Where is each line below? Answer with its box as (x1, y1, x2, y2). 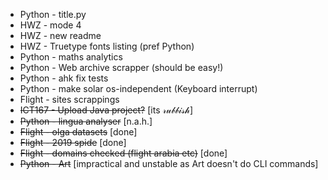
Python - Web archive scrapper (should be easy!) (19, 62, 224, 73)
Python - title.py (19, 9, 87, 20)
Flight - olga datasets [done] (19, 126, 138, 138)
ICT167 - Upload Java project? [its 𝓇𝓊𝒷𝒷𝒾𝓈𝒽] (19, 104, 194, 116)
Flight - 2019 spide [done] (19, 137, 127, 148)
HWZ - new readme (19, 30, 102, 41)
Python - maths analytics (19, 51, 123, 63)
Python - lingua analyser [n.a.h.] (19, 115, 153, 127)
